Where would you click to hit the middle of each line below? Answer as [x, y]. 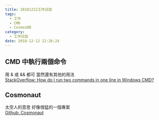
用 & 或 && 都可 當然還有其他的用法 [40, 74]
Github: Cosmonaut [24, 113]
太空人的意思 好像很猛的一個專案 [38, 107]
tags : [10, 14]
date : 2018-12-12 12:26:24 [32, 41]
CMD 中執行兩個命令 [36, 62]
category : [15, 32]
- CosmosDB [20, 28]
